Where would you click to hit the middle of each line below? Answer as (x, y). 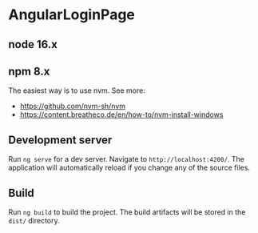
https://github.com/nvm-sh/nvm (73, 106)
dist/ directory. (34, 221)
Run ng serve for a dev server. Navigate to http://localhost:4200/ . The (127, 159)
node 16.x (33, 44)
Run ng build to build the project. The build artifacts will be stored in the (127, 212)
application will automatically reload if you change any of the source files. (129, 168)
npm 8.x (29, 71)
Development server (60, 140)
